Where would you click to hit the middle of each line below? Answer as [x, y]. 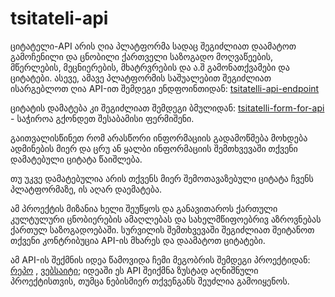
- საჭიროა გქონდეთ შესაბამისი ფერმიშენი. [102, 118]
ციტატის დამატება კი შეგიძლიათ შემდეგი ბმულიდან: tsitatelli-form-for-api [167, 108]
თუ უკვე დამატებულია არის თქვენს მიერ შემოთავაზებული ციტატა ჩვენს [162, 178]
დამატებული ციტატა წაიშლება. [76, 159]
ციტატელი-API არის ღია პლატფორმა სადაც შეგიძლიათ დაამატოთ [153, 46]
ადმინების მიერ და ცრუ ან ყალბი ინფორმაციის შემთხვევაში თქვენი [154, 148]
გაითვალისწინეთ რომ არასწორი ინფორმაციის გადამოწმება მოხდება [159, 138]
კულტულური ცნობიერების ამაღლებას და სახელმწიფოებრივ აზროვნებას [166, 219]
